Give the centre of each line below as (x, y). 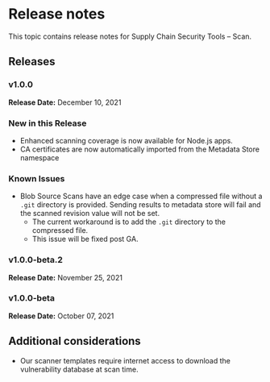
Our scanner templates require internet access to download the (125, 360)
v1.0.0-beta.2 (35, 260)
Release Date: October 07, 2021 (61, 316)
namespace (39, 157)
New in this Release (48, 123)
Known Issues (37, 178)
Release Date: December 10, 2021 (65, 102)
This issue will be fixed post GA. (85, 239)
